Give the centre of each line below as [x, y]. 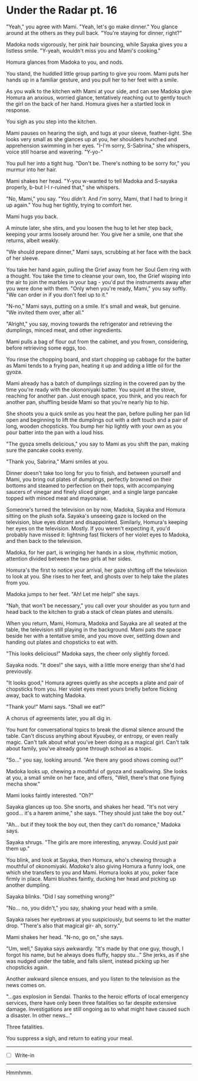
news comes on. [26, 985]
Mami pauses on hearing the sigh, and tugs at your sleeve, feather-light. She [99, 133]
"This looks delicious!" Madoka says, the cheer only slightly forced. [88, 653]
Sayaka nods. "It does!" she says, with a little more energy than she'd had [95, 665]
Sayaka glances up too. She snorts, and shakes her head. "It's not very [92, 806]
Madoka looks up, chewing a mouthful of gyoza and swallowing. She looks [97, 771]
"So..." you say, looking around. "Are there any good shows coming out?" [95, 760]
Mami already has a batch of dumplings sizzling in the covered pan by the [96, 383]
